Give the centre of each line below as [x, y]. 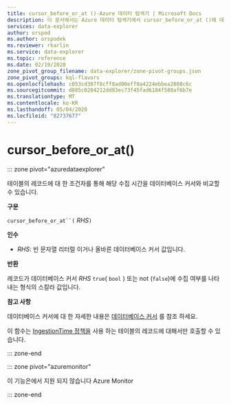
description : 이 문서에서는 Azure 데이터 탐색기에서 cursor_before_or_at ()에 [112, 20]
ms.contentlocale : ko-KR [43, 103]
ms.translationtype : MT [41, 97]
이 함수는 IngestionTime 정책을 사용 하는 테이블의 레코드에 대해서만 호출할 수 [110, 330]
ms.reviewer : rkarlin [38, 45]
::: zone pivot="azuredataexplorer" [56, 169]
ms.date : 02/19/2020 [37, 65]
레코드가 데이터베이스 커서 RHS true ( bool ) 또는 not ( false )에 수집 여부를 [107, 278]
